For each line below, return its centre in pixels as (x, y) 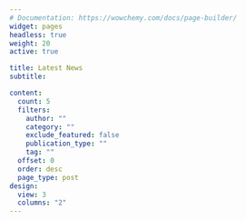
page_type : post (48, 177)
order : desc (40, 169)
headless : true (38, 35)
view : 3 (32, 195)
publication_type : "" (66, 144)
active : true (34, 52)
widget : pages (36, 26)
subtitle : (28, 77)
